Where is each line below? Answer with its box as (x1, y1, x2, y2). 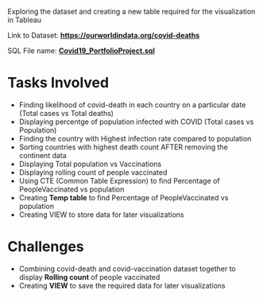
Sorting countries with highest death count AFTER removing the (18, 142, 228, 152)
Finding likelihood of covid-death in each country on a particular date (18, 99, 246, 110)
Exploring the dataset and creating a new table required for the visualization (7, 7, 256, 16)
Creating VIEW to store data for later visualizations (18, 210, 184, 219)
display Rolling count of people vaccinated (18, 272, 161, 281)
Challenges (7, 238, 84, 256)
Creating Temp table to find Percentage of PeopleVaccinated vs (18, 192, 229, 202)
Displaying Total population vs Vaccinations (18, 159, 162, 168)
